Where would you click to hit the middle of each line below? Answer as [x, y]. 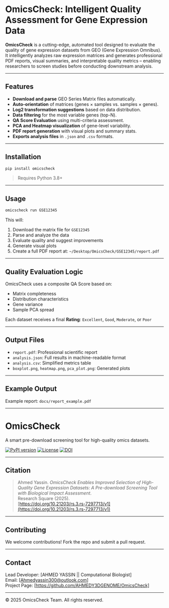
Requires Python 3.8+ [40, 178]
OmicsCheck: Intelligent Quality [73, 9]
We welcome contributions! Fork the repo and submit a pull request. [75, 542]
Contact [18, 562]
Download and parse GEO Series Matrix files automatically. [74, 99]
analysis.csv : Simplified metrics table [52, 363]
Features [19, 87]
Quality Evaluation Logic [44, 271]
